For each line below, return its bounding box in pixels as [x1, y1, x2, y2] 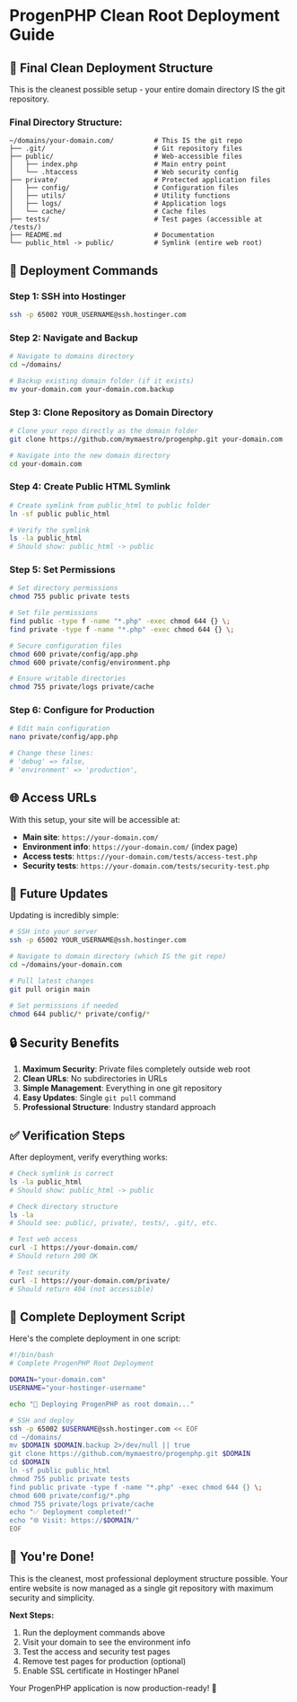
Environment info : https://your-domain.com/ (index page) [22, 841, 239, 851]
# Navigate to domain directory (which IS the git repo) [9, 952, 227, 961]
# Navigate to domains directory [9, 352, 135, 361]
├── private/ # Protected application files [9, 176, 271, 185]
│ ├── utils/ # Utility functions [9, 191, 231, 200]
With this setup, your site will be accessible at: [9, 814, 181, 825]
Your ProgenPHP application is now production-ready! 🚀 [9, 1682, 217, 1693]
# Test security [9, 1267, 70, 1276]
